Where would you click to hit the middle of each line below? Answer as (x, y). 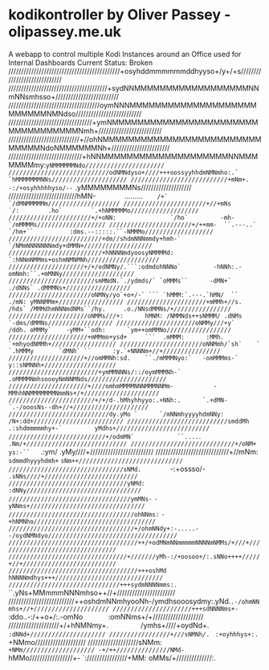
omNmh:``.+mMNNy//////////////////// (71, 274)
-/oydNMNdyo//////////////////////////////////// (93, 535)
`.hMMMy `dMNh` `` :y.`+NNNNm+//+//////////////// (114, 351)
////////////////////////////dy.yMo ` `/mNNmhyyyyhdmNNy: (116, 414)
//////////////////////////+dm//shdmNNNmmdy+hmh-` (95, 238)
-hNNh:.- (228, 266)
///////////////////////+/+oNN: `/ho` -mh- (122, 217)
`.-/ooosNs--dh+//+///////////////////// (79, 407)
